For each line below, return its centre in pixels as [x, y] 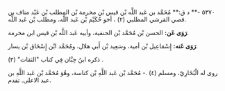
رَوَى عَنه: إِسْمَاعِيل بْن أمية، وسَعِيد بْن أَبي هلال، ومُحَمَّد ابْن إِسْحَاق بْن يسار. [103, 46]
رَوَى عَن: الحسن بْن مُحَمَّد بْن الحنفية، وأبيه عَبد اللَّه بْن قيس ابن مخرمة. [99, 33]
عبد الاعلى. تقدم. [30, 80]
